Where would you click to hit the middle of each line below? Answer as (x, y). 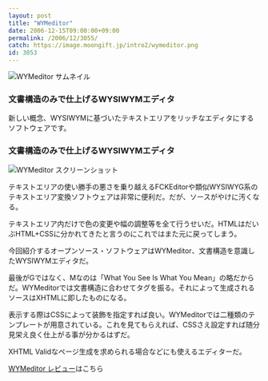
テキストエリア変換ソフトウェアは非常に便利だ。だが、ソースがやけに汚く (131, 196)
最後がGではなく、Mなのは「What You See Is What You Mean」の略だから (131, 277)
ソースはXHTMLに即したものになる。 (70, 297)
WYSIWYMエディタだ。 (54, 260)
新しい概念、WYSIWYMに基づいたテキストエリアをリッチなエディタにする (131, 118)
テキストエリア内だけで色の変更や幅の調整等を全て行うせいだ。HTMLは (127, 224)
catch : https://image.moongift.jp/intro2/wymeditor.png (103, 46)
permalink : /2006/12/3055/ (53, 38)
